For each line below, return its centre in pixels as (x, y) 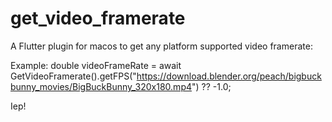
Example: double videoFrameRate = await (96, 65)
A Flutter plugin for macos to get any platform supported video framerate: (161, 46)
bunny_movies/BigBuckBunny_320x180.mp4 (101, 86)
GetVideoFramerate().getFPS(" (73, 76)
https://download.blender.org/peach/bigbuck (229, 76)
